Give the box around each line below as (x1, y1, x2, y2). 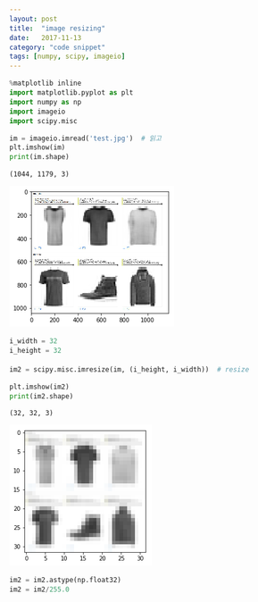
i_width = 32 (9, 337, 58, 346)
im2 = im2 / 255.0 (9, 585, 70, 594)
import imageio (9, 107, 66, 116)
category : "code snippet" (9, 43, 105, 52)
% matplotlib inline (9, 79, 82, 88)
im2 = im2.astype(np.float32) (9, 576, 122, 585)
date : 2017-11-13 (9, 33, 82, 42)
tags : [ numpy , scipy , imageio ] (9, 52, 126, 62)
